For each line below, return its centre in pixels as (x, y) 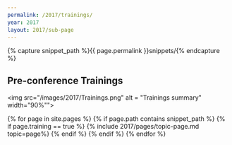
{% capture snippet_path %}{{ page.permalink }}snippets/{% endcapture (114, 51)
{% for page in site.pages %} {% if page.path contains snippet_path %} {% (116, 119)
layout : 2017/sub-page (41, 30)
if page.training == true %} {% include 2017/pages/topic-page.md (103, 127)
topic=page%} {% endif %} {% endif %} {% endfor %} (87, 134)
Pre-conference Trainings (65, 80)
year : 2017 (23, 22)
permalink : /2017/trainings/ (50, 15)
